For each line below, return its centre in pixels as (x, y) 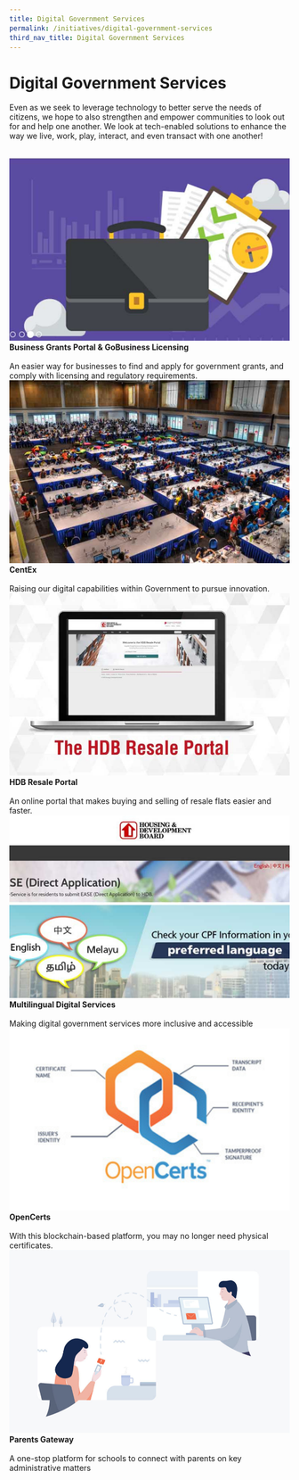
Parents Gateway (41, 1439)
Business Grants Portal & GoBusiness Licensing (99, 347)
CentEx (23, 569)
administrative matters (50, 1468)
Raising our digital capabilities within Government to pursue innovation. (139, 588)
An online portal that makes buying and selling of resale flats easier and (140, 801)
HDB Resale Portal (44, 782)
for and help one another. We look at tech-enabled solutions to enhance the (148, 127)
